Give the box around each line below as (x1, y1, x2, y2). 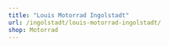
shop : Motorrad (8, 26, 59, 34)
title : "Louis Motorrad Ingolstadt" (8, 11, 129, 19)
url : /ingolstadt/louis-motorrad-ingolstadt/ (8, 19, 161, 27)
